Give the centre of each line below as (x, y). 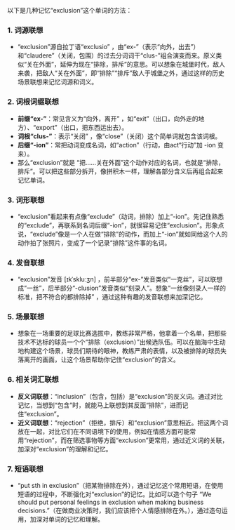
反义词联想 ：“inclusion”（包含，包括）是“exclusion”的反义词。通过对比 (120, 396)
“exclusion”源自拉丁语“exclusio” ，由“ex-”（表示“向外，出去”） (108, 47)
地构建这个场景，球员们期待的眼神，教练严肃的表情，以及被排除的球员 (119, 351)
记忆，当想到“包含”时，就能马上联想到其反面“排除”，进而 (100, 405)
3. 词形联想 (26, 200)
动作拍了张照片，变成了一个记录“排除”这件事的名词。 (94, 243)
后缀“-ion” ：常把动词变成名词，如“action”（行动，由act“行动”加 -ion (116, 145)
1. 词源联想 (25, 30)
